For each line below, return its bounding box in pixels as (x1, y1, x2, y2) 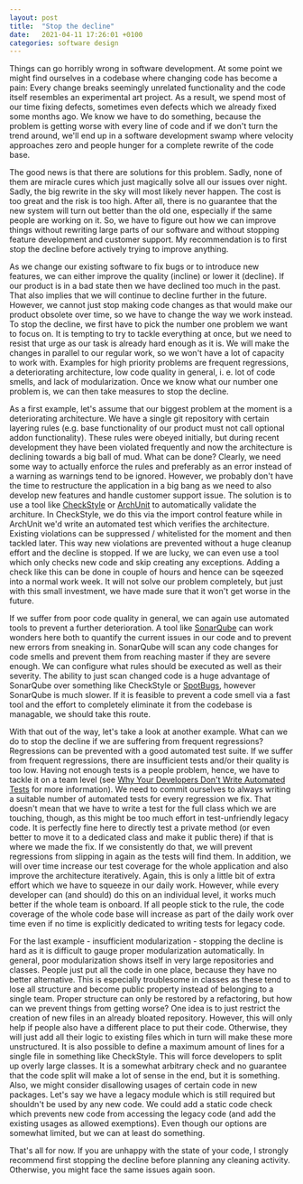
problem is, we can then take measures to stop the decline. (9, 386, 229, 397)
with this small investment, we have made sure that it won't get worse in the (9, 586, 291, 597)
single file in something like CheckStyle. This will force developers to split (9, 1051, 282, 1062)
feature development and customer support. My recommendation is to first (9, 234, 288, 245)
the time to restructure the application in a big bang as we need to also (9, 480, 272, 491)
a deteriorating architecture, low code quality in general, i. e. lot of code (9, 367, 276, 378)
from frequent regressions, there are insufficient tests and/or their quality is (9, 755, 289, 766)
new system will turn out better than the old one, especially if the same (9, 205, 272, 217)
